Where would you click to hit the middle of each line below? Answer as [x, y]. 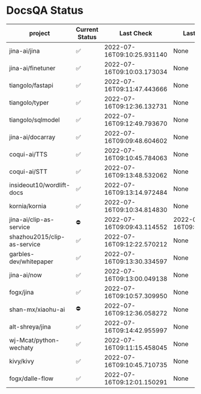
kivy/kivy [22, 361]
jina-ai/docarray [32, 137]
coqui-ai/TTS [28, 154]
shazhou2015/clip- [37, 236]
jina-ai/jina [25, 50]
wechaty [22, 347]
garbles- [22, 254]
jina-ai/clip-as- [32, 219]
